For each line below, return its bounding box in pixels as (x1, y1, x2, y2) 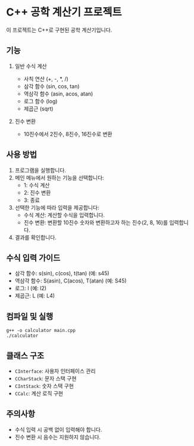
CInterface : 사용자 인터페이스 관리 (14, 368, 96, 374)
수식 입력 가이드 (6, 253, 61, 263)
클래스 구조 (6, 350, 45, 361)
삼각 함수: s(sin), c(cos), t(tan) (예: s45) (14, 270, 109, 277)
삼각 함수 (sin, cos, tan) (23, 82, 80, 90)
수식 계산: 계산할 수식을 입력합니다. (23, 211, 105, 219)
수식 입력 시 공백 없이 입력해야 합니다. (14, 426, 102, 433)
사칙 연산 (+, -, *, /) (23, 75, 68, 82)
